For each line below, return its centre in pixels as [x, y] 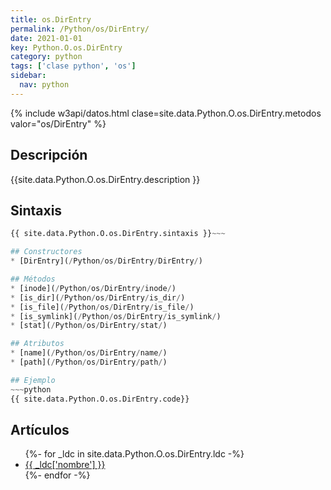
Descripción [49, 155]
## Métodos [33, 279]
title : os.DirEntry [51, 19]
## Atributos [37, 344]
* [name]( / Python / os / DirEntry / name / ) [89, 353]
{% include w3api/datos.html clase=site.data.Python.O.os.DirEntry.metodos [166, 113]
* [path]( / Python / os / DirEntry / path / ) [89, 362]
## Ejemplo [33, 380]
